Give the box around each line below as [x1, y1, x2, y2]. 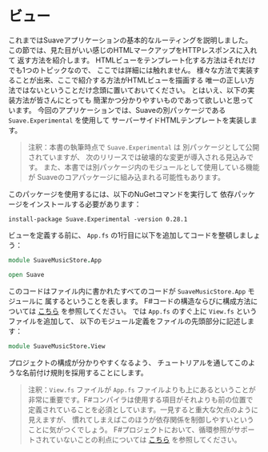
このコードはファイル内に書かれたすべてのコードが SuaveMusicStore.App [8, 286, 246, 296]
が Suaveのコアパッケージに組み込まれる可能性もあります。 [27, 172, 226, 182]
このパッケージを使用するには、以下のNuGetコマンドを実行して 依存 [8, 189, 234, 198]
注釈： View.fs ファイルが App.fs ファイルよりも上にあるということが [27, 385, 256, 394]
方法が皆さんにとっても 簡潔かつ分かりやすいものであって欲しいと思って [14, 95, 254, 105]
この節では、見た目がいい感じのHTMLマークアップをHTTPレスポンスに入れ [8, 45, 258, 54]
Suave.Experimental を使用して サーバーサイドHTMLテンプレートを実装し [8, 115, 250, 125]
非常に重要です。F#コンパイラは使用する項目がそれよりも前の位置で [27, 394, 254, 404]
